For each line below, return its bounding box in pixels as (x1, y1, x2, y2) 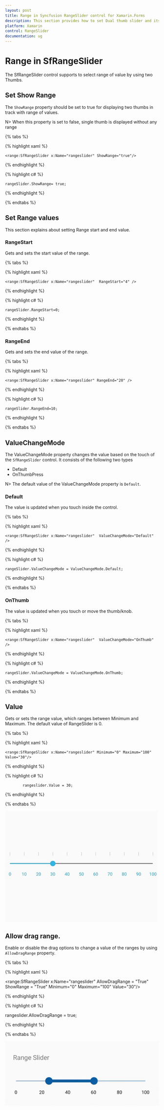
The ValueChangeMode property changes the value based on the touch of (5, 451, 155, 457)
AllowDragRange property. (5, 950, 56, 956)
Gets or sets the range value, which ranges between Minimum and (5, 716, 139, 722)
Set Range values (5, 214, 60, 222)
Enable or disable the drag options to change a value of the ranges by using (5, 945, 158, 951)
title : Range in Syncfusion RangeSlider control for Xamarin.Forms (5, 13, 145, 18)
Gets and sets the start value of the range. (5, 250, 90, 256)
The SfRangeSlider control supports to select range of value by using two (5, 72, 153, 77)
